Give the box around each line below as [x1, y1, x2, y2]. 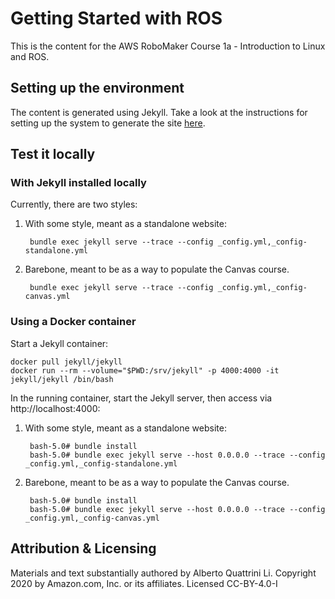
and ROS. [10, 50, 50, 62]
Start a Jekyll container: [10, 337, 109, 349]
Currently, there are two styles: [10, 198, 138, 211]
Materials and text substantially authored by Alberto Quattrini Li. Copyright [10, 567, 317, 579]
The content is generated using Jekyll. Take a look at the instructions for [10, 106, 308, 118]
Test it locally [10, 146, 96, 163]
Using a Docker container [10, 315, 137, 329]
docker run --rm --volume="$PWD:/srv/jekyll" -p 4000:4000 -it [10, 365, 280, 376]
